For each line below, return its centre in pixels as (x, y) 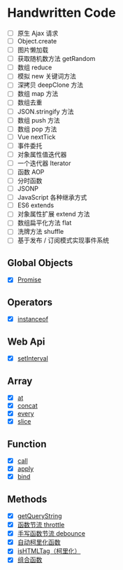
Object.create (37, 41)
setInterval (33, 359)
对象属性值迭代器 (42, 154)
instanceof (33, 319)
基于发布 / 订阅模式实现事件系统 (63, 240)
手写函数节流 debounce (51, 534)
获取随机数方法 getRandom (56, 59)
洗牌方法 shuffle (41, 232)
